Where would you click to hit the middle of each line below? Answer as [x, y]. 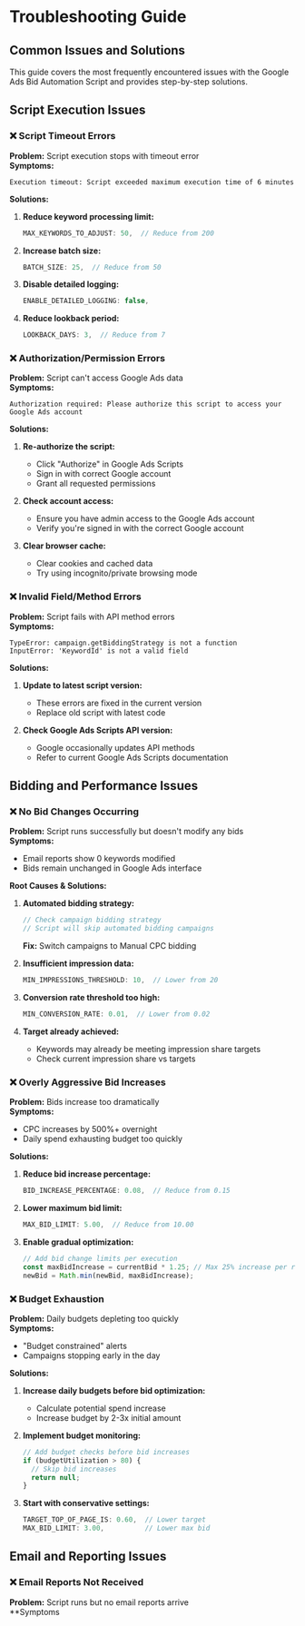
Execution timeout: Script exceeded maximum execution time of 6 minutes [152, 182]
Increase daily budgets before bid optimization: [114, 1390]
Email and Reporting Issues [88, 1557]
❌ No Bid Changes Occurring [74, 812]
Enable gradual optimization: [78, 1242]
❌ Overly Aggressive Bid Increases [88, 1082]
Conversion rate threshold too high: [91, 998]
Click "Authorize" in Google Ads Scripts [110, 464]
